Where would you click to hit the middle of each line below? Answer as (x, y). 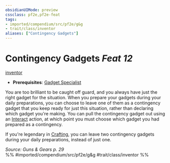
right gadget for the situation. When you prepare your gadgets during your (83, 97)
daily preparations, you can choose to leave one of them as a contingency (83, 103)
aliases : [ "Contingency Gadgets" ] (42, 33)
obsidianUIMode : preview (32, 10)
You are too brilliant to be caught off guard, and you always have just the (81, 92)
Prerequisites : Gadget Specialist (47, 82)
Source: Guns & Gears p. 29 (35, 149)
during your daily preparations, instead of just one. (58, 139)
